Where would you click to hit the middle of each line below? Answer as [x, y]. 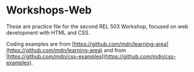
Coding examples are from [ [40, 44]
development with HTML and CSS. [48, 32]
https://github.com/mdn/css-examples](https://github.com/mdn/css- [92, 56]
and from [115, 50]
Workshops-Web [49, 10]
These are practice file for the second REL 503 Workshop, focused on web [97, 26]
